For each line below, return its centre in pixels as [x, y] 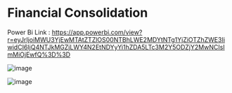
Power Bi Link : [29, 32]
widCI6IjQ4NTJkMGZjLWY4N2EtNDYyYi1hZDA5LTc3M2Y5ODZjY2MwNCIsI [116, 47]
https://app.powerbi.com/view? [97, 32]
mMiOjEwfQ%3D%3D [39, 55]
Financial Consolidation [78, 13]
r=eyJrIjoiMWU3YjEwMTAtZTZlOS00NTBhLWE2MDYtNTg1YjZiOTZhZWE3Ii [116, 39]
